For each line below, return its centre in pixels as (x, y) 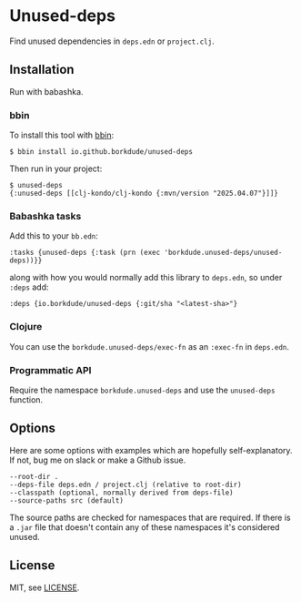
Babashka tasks (45, 216)
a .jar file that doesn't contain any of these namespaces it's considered (145, 527)
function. (26, 399)
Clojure (26, 327)
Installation (42, 70)
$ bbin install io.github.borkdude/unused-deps (101, 152)
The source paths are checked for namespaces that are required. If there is (150, 517)
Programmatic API (50, 370)
